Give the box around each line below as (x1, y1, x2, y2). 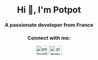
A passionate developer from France (4, 22, 94, 29)
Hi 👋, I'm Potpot (17, 4, 81, 15)
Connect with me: (27, 35, 71, 42)
